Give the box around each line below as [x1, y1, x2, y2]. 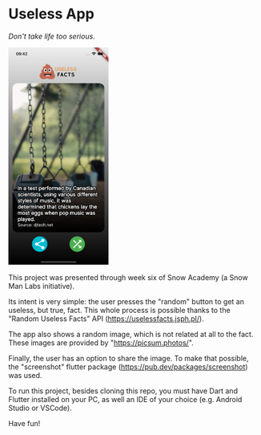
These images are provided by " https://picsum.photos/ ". [8, 338, 194, 348]
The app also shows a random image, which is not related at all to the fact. [8, 329, 254, 339]
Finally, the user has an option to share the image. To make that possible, [8, 353, 249, 363]
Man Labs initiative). [8, 281, 74, 291]
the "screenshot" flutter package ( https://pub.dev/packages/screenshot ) [8, 362, 248, 372]
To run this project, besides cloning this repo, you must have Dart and [8, 386, 239, 396]
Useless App [8, 5, 94, 23]
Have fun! [8, 418, 41, 428]
